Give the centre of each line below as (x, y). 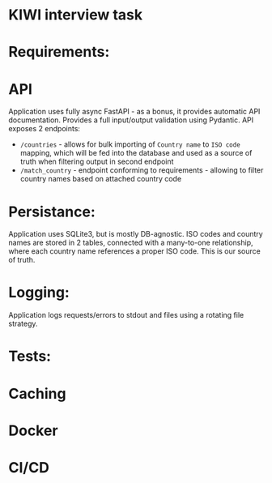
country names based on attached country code (101, 179)
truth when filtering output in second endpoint (97, 162)
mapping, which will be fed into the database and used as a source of (136, 153)
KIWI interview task (76, 15)
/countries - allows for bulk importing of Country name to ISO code (130, 144)
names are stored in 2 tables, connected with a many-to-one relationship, (131, 243)
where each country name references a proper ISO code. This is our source (134, 251)
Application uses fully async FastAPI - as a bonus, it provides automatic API (134, 112)
